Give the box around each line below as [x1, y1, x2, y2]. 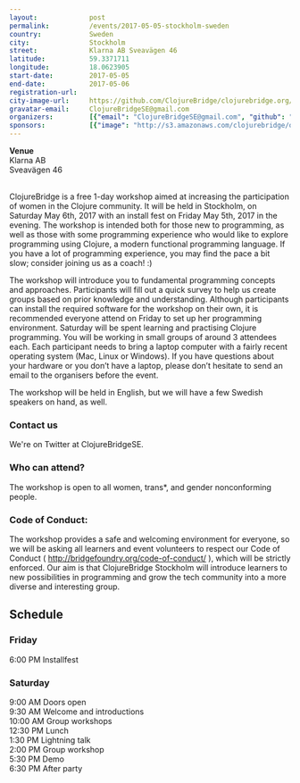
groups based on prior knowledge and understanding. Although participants [9, 294, 289, 304]
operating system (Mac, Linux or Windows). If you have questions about [9, 351, 274, 362]
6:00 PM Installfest [9, 654, 79, 665]
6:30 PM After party [9, 762, 83, 773]
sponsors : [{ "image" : [9, 121, 129, 130]
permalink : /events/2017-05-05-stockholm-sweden [9, 21, 229, 30]
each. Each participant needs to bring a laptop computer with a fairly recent [9, 341, 288, 352]
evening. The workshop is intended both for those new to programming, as [9, 220, 285, 230]
